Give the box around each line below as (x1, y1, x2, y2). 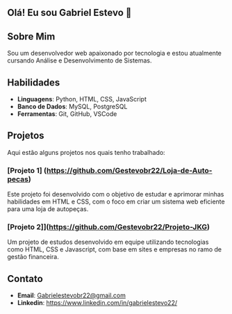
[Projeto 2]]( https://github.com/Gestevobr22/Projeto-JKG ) (7, 222, 210, 232)
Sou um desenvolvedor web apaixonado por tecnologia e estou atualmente (7, 49, 222, 58)
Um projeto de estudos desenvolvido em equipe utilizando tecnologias (7, 238, 209, 247)
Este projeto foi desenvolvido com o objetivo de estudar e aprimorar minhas (7, 190, 224, 199)
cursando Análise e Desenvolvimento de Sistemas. (7, 56, 152, 65)
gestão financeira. (7, 253, 59, 261)
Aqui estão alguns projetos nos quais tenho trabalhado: (7, 148, 165, 156)
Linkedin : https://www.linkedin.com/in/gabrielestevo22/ (17, 299, 178, 307)
